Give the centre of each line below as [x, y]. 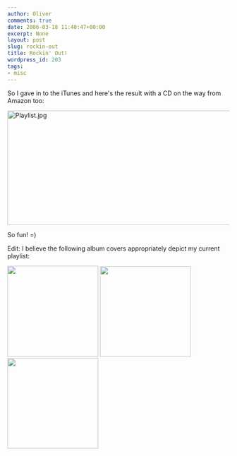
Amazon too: [26, 100]
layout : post [26, 40]
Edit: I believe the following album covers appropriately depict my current [114, 248]
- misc [17, 73]
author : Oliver [30, 14]
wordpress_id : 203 [34, 60]
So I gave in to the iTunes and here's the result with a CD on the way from [114, 93]
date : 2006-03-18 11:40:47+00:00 [56, 27]
